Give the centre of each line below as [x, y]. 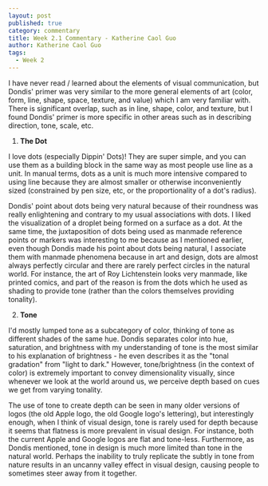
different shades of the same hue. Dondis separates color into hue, [118, 339]
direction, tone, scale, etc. [51, 125]
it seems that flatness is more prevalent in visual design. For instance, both [131, 430]
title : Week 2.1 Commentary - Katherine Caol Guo [93, 38]
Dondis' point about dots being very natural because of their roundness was [134, 205]
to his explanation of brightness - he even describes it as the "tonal [118, 356]
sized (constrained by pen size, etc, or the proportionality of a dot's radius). [132, 190]
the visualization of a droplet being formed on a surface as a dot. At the [126, 223]
